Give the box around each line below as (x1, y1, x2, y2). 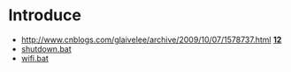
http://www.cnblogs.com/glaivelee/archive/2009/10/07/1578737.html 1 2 (20, 34, 282, 45)
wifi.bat (20, 53, 50, 63)
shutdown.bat (20, 43, 72, 54)
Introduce (8, 5, 81, 25)
